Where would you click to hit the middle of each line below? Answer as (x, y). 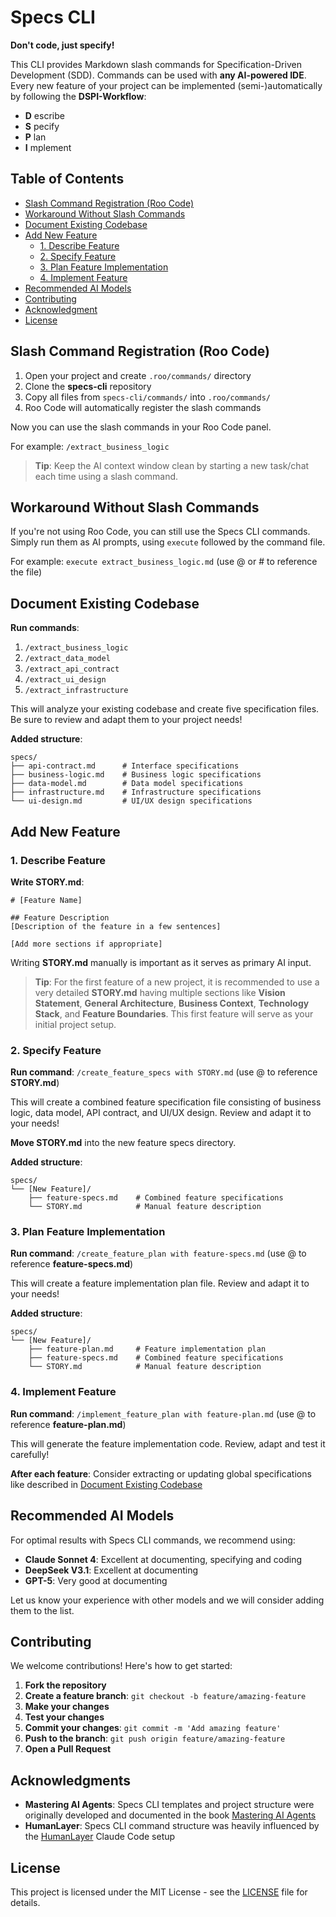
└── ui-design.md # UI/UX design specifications (131, 801)
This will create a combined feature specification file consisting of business (166, 1102)
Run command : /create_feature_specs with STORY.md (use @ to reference (164, 1072)
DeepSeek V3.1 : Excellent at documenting (111, 1570)
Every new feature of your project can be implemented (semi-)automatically (166, 85)
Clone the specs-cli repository (88, 386)
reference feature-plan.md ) (68, 1424)
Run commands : (45, 628)
